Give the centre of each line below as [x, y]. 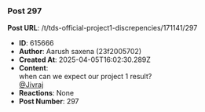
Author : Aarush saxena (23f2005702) [80, 52]
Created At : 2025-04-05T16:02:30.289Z [84, 60]
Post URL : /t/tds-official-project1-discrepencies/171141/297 [102, 28]
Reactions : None [46, 93]
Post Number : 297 [49, 101]
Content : [33, 68]
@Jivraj [31, 85]
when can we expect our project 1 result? [85, 77]
